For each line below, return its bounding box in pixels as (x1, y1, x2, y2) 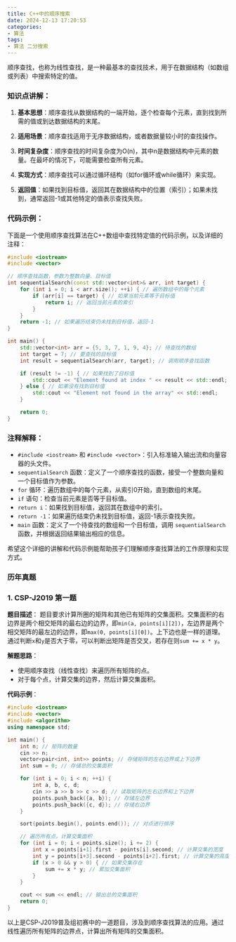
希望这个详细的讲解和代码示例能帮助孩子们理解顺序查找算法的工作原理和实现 (7, 545, 229, 553)
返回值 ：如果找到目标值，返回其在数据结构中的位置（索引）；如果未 (17, 185, 212, 194)
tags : (7, 37, 23, 44)
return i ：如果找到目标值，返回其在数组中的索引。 (17, 503, 166, 512)
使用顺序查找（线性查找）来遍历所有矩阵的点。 (17, 666, 153, 675)
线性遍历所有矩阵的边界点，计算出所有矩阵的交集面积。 (7, 927, 167, 935)
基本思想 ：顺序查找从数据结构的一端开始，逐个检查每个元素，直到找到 (17, 108, 221, 117)
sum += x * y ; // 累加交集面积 (44, 865, 131, 873)
